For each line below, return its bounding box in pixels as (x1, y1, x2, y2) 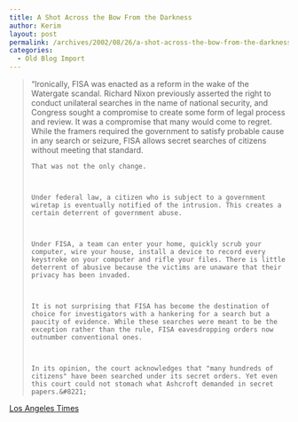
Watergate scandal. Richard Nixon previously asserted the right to (30, 88, 272, 99)
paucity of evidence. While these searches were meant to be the (30, 317, 278, 326)
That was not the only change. (30, 162, 147, 171)
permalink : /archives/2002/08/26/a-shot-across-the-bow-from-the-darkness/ (9, 37, 295, 47)
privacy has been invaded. (30, 271, 131, 280)
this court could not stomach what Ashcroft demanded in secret (30, 379, 274, 388)
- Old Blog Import (17, 54, 86, 63)
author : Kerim (9, 21, 62, 30)
